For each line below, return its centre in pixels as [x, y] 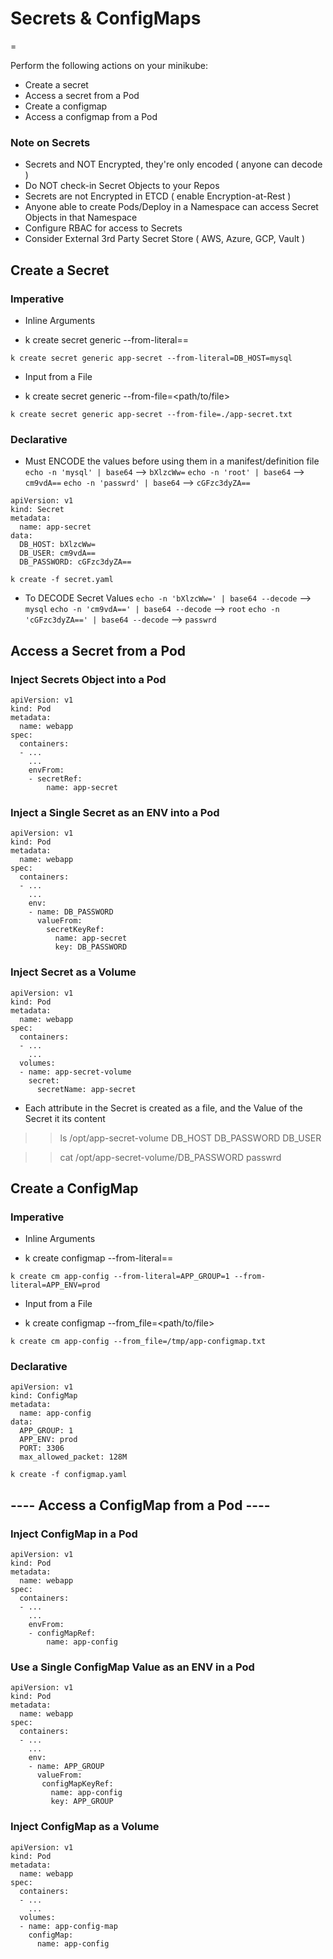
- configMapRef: [62, 1633]
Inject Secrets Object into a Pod [88, 679]
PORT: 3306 [42, 1448]
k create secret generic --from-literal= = [106, 339]
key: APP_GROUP [82, 1802]
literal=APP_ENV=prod [55, 1285]
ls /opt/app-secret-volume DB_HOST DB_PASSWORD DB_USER [190, 1138]
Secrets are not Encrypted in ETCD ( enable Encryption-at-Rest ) [158, 196]
